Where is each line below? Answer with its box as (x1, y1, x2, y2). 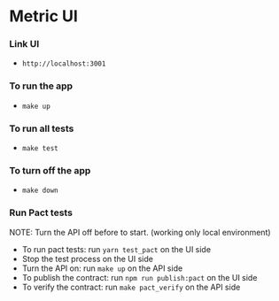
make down (21, 186, 59, 196)
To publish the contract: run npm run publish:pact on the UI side (21, 272, 258, 282)
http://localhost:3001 (21, 59, 106, 68)
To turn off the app (9, 165, 91, 176)
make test (21, 144, 59, 153)
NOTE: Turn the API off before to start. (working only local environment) (9, 227, 272, 237)
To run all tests (9, 122, 74, 135)
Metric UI (9, 6, 78, 27)
